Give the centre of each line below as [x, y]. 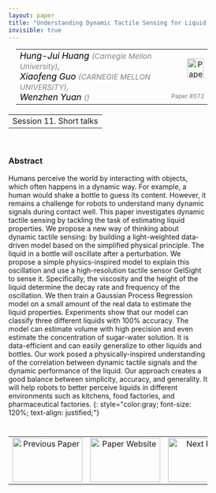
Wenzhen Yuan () [55, 97]
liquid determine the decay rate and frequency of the [94, 287]
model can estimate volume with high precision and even [101, 328]
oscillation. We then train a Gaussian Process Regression [101, 295]
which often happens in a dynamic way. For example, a [97, 187]
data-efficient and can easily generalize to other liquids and [105, 345]
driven [19, 245]
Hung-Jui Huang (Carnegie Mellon [86, 56]
